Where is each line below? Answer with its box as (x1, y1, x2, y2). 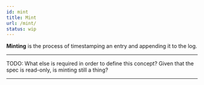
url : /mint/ (6, 20, 36, 26)
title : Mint (6, 15, 36, 21)
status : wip (6, 25, 36, 32)
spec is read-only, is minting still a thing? (6, 66, 108, 73)
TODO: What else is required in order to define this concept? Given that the (6, 60, 194, 67)
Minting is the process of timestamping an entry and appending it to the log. (6, 42, 197, 50)
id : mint (6, 8, 29, 15)
